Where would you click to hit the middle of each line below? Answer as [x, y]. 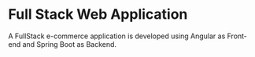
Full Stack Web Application [98, 14]
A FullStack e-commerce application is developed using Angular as [117, 36]
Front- [237, 36]
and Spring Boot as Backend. [69, 44]
